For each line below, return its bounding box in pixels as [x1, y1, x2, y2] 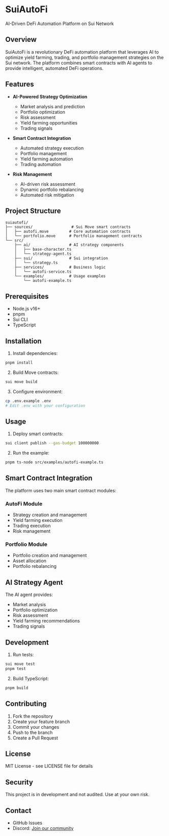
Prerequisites [5, 292, 49, 301]
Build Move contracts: [12, 369, 59, 375]
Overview [5, 35, 37, 44]
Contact [5, 806, 32, 815]
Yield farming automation [20, 156, 73, 162]
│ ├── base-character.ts [14, 247, 72, 252]
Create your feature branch [12, 719, 70, 725]
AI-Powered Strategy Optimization [12, 93, 88, 100]
